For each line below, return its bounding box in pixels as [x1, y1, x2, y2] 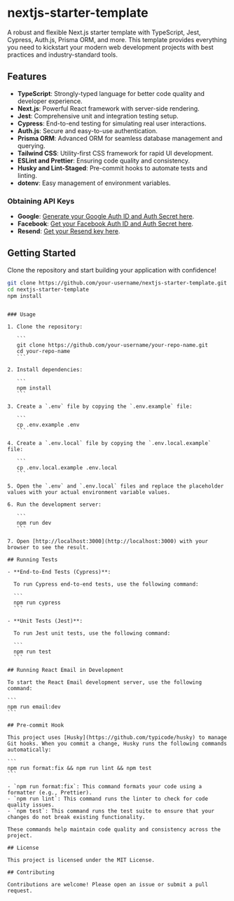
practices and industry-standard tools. [7, 50, 118, 59]
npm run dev [16, 520, 52, 527]
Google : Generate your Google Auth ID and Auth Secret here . [17, 212, 195, 221]
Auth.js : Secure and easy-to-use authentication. [17, 126, 158, 135]
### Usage [7, 311, 36, 318]
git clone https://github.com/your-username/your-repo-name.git [16, 342, 209, 349]
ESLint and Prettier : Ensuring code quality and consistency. [17, 156, 191, 165]
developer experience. [17, 97, 83, 105]
